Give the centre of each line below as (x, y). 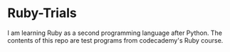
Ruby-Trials (42, 13)
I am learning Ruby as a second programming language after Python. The (115, 33)
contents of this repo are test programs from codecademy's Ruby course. (115, 40)
